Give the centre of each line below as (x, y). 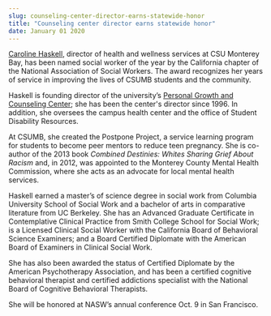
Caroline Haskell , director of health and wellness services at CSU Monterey (134, 54)
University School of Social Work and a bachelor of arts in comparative (127, 204)
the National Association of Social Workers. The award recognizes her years (136, 71)
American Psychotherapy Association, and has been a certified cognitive (130, 271)
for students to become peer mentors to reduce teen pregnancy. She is (127, 146)
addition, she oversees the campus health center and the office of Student (133, 113)
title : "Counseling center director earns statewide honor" (112, 23)
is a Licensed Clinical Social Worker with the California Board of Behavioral (133, 230)
